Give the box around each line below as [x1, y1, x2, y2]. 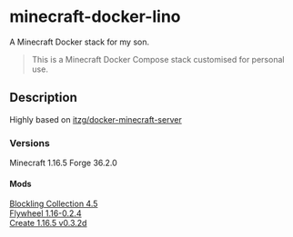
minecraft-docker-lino [9, 6, 181, 27]
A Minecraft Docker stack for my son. [9, 36, 150, 47]
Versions [9, 136, 50, 149]
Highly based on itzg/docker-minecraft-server [9, 114, 182, 124]
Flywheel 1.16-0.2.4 [9, 208, 82, 219]
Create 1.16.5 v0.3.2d [9, 218, 87, 229]
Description [9, 90, 77, 105]
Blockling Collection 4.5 [9, 198, 98, 210]
